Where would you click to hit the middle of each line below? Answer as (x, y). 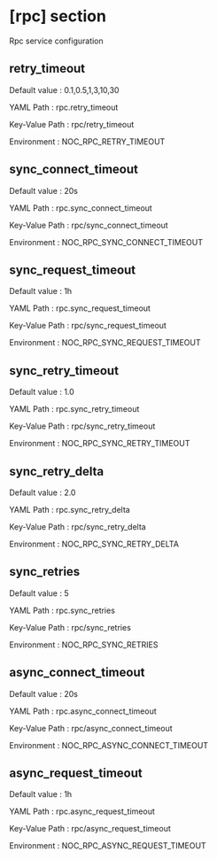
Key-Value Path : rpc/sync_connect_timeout (89, 225)
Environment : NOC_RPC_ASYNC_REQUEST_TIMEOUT (108, 846)
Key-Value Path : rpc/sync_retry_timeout (82, 426)
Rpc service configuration (56, 41)
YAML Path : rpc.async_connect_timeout (83, 711)
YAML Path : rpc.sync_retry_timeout (74, 409)
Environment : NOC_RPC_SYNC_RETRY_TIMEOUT (100, 444)
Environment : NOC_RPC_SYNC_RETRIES (84, 645)
